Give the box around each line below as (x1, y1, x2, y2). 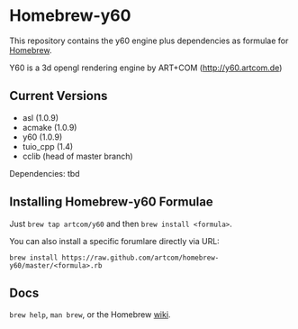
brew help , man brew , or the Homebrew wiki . (9, 309, 171, 320)
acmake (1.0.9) (22, 122, 77, 133)
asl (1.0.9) (22, 112, 59, 123)
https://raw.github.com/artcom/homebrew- (61, 253, 220, 262)
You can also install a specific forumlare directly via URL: (9, 235, 221, 246)
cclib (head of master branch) (22, 151, 133, 161)
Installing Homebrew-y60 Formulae (9, 195, 213, 210)
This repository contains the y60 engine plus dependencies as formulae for (9, 35, 289, 46)
